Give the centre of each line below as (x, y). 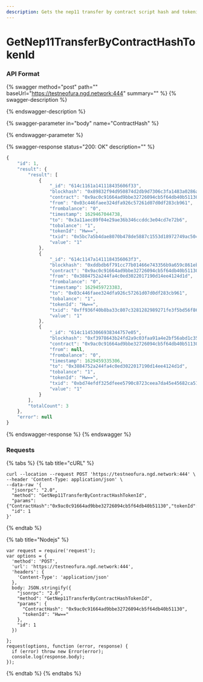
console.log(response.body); (48, 657)
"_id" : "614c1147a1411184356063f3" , (95, 259)
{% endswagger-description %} (46, 112)
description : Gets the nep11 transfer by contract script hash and (93, 12)
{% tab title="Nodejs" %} (38, 540)
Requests (21, 450)
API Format (23, 73)
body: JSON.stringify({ (41, 588)
